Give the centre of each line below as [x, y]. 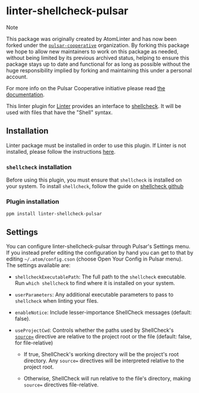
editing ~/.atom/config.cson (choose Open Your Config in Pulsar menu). [94, 259]
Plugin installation [33, 201]
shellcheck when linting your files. [57, 301]
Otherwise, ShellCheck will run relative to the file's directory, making [107, 379]
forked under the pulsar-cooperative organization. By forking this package [98, 45]
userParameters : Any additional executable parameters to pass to [94, 294]
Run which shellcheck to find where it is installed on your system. [95, 283]
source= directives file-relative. [61, 385]
